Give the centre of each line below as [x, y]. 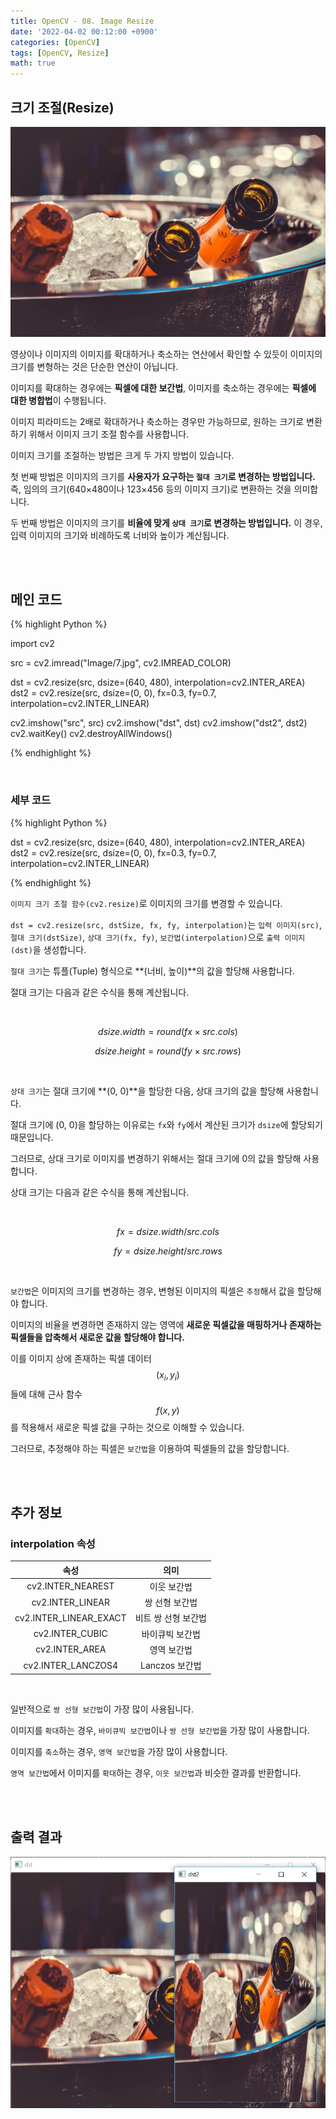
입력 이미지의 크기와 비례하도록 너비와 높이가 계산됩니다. [120, 535]
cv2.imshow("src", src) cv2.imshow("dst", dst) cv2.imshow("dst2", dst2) [159, 723]
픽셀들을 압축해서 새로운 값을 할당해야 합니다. [97, 1337]
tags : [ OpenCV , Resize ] [60, 53]
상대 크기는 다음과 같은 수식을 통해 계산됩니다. [100, 1192]
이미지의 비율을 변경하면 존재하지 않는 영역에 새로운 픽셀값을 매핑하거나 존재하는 [166, 1324]
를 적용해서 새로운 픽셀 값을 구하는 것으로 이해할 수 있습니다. [127, 1427]
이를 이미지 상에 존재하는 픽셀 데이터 [81, 1358]
